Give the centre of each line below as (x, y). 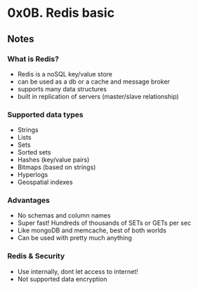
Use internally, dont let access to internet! (78, 271)
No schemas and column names (64, 216)
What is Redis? (33, 59)
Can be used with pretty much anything (74, 238)
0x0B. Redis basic (61, 13)
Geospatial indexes (45, 182)
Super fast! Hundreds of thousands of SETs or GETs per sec (104, 223)
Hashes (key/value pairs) (53, 160)
